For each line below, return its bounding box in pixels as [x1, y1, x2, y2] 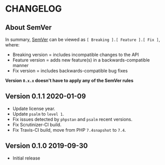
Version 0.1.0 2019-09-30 [5, 142, 88, 150]
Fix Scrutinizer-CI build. [12, 122, 62, 128]
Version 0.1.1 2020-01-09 [5, 92, 87, 101]
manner [12, 63, 29, 68]
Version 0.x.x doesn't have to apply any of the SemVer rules [5, 78, 134, 83]
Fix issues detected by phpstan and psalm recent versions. [12, 116, 133, 122]
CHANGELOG [5, 3, 62, 15]
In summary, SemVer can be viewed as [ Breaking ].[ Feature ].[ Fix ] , [5, 36, 160, 42]
